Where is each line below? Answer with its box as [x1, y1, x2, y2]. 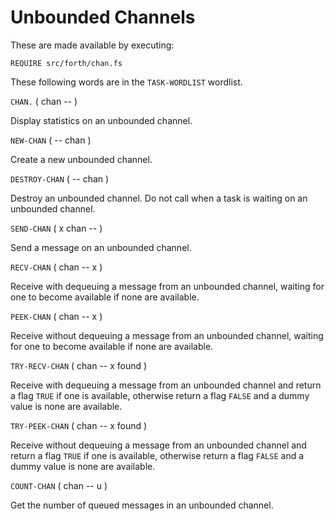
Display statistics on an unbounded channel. [10, 114, 193, 126]
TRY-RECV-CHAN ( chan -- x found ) [10, 359, 148, 371]
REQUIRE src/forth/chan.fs [10, 58, 123, 68]
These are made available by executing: [10, 39, 175, 51]
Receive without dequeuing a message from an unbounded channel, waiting [10, 329, 324, 341]
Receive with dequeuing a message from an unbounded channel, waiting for [10, 280, 325, 292]
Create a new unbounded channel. [10, 153, 153, 165]
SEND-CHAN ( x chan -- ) [10, 222, 103, 234]
